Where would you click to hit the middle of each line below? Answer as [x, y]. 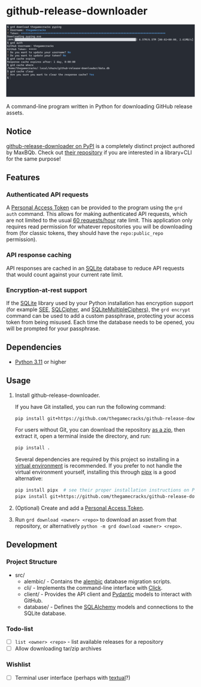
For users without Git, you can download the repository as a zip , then [100, 430]
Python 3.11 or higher [41, 361]
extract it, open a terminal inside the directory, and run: [83, 436]
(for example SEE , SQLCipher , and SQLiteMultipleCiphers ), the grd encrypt [98, 309]
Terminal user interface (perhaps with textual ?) [72, 677]
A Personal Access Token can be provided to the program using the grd [94, 207]
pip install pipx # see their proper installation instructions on [102, 490]
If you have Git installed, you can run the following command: [90, 406]
